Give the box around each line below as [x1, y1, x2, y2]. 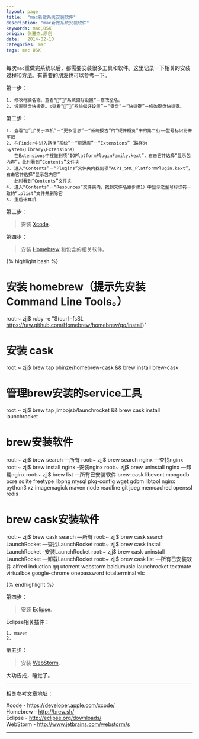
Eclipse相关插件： [6, 619, 50, 626]
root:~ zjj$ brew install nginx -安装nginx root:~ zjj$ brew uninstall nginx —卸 [6, 463, 191, 471]
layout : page [6, 8, 38, 15]
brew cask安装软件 [6, 513, 100, 526]
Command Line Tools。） [6, 295, 128, 308]
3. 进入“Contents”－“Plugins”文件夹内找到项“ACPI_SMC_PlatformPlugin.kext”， [6, 165, 193, 171]
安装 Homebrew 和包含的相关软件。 [20, 245, 108, 252]
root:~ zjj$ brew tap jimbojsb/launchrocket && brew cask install [6, 407, 161, 414]
